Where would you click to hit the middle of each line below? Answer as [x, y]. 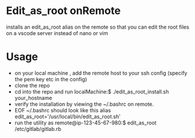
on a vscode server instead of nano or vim [57, 33]
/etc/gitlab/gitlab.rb [38, 129]
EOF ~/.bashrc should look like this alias [63, 110]
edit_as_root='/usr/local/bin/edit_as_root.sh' [68, 116]
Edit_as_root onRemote [64, 11]
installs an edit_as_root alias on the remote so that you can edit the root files [97, 27]
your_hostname [33, 98]
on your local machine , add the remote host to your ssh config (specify [101, 73]
